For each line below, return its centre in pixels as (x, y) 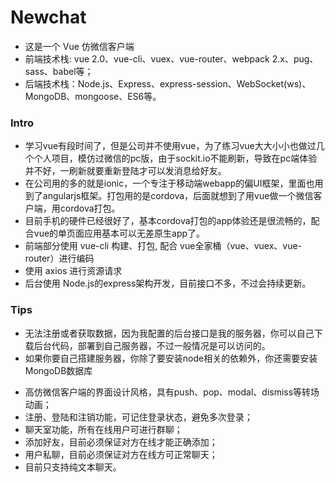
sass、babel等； (59, 71)
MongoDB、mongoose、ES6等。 (93, 96)
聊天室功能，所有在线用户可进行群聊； (103, 429)
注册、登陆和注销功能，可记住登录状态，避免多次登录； (138, 417)
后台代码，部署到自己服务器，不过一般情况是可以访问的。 (152, 345)
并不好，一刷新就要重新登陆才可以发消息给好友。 (125, 171)
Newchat (48, 17)
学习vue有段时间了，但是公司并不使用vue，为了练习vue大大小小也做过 (170, 146)
